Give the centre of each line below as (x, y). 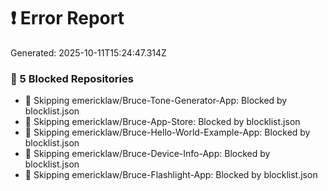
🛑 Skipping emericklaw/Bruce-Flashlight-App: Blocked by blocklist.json (171, 175)
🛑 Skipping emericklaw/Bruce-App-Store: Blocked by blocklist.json (162, 122)
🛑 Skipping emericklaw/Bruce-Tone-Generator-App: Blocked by (156, 101)
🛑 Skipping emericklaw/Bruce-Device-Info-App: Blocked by (147, 154)
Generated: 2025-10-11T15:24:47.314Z (88, 52)
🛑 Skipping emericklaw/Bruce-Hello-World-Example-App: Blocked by (167, 132)
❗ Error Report (67, 18)
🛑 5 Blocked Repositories (72, 78)
